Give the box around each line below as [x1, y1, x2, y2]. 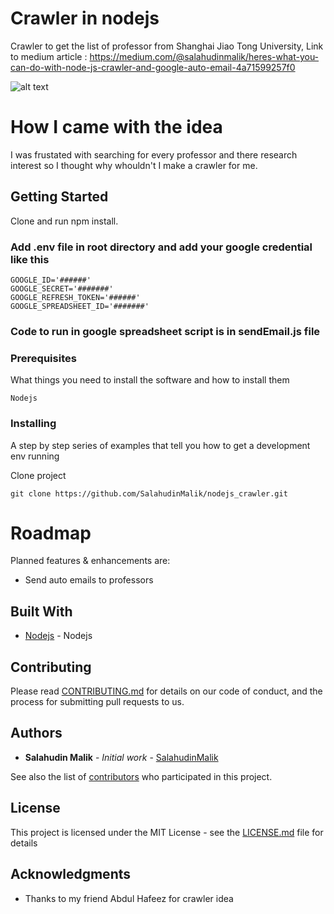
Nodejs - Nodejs [24, 630, 93, 642]
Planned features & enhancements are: [10, 555, 171, 567]
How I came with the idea [10, 116, 223, 139]
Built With [10, 603, 73, 620]
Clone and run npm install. [10, 215, 119, 227]
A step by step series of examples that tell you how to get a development [10, 439, 311, 451]
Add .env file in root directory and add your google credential [10, 240, 313, 254]
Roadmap [10, 522, 92, 544]
